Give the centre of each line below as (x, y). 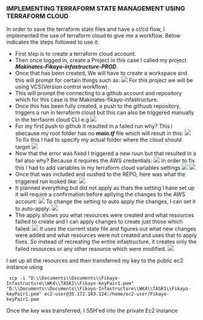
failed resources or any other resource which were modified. (91, 249)
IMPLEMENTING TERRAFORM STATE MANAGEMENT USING (96, 8)
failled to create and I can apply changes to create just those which (99, 222)
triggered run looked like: (46, 182)
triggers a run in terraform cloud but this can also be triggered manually (105, 113)
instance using (25, 267)
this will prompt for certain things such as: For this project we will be (104, 81)
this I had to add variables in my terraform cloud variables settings (98, 168)
